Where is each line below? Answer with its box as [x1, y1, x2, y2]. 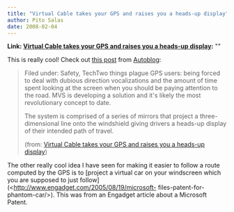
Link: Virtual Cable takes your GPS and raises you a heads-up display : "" [7, 42, 221, 51]
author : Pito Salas [7, 17, 64, 24]
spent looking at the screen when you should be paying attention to [24, 84, 218, 92]
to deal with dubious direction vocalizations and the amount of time [24, 76, 218, 85]
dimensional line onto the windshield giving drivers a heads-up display [24, 120, 227, 128]
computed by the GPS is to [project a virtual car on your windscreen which [7, 168, 221, 177]
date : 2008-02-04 [7, 23, 58, 30]
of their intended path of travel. [24, 127, 114, 136]
